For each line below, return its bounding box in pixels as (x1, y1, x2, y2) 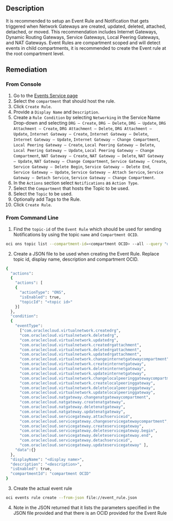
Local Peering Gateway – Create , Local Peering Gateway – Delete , (13, 141, 156, 148)
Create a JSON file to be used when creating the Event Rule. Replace (13, 250, 160, 257)
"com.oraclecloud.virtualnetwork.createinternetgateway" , (19, 361, 146, 366)
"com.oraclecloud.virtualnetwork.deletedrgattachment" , (19, 347, 142, 352)
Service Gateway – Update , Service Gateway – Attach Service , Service (13, 169, 164, 175)
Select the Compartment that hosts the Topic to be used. (13, 185, 130, 191)
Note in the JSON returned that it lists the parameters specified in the (13, 504, 160, 510)
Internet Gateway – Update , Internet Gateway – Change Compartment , (13, 136, 160, 142)
